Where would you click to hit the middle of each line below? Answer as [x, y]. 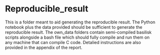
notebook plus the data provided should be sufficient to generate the [74, 27]
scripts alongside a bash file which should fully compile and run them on [77, 37]
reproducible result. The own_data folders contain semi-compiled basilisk [78, 32]
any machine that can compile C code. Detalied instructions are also [73, 42]
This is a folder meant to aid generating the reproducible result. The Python [80, 22]
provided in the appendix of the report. [44, 47]
